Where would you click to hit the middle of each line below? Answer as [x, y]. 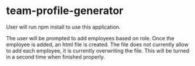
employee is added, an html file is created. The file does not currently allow [97, 44]
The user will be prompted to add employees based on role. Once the [90, 38]
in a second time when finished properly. [56, 57]
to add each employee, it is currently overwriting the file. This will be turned [98, 50]
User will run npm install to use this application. [63, 27]
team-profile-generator [65, 11]
